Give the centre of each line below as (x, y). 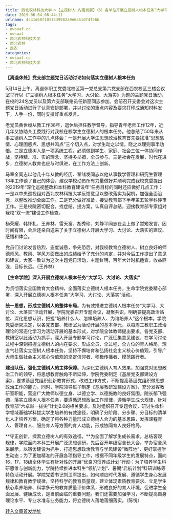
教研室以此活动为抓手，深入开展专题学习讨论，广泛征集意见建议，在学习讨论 (86, 338)
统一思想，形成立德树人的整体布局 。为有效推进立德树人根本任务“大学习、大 (85, 306)
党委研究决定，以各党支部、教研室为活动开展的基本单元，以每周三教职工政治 (86, 325)
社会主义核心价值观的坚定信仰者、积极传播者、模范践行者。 (86, 357)
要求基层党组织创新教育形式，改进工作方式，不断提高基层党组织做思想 (90, 381)
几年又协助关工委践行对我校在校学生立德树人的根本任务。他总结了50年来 (82, 132)
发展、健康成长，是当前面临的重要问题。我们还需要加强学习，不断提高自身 (88, 494)
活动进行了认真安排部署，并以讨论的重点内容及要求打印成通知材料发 (90, 108)
